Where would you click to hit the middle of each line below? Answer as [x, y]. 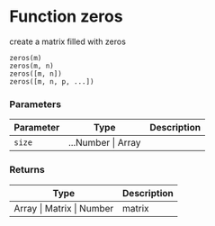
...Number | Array [104, 143]
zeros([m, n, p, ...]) [52, 81]
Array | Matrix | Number [64, 208]
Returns [27, 170]
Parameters [35, 104]
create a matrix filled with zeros [67, 41]
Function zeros [66, 17]
